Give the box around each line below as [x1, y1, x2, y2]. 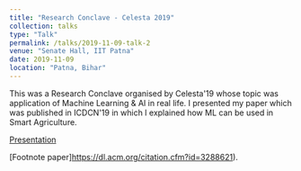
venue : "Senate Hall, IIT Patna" [9, 47, 135, 56]
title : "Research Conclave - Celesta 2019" [9, 13, 175, 22]
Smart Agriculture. [9, 116, 78, 127]
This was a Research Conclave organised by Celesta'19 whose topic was [9, 87, 279, 99]
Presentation [9, 134, 57, 145]
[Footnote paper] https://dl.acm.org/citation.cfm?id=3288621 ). [9, 151, 238, 162]
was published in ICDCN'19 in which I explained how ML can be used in [9, 107, 274, 118]
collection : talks [9, 22, 78, 31]
